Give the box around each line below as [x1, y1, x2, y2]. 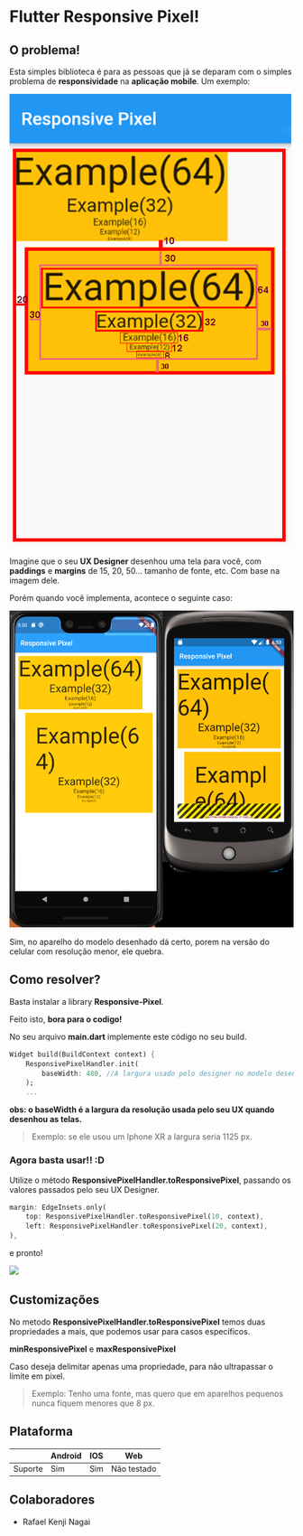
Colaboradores [9, 1493, 96, 1508]
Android [50, 1450, 82, 1461]
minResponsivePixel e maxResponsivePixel [9, 1344, 176, 1354]
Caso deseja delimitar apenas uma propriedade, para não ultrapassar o [9, 1361, 273, 1372]
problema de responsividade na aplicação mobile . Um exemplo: [9, 76, 251, 87]
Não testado [111, 1464, 157, 1475]
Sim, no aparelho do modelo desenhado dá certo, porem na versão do [9, 937, 271, 948]
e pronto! [9, 1248, 43, 1259]
